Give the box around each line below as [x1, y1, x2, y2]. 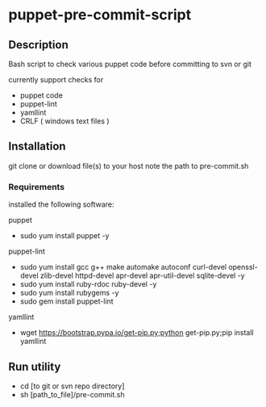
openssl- [228, 262, 258, 272]
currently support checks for [8, 75, 104, 84]
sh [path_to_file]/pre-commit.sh [19, 389, 125, 399]
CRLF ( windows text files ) [19, 116, 110, 126]
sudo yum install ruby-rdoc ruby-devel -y [19, 279, 157, 289]
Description [8, 38, 69, 52]
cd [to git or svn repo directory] [19, 381, 125, 391]
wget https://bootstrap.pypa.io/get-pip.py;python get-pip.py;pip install [19, 328, 254, 338]
